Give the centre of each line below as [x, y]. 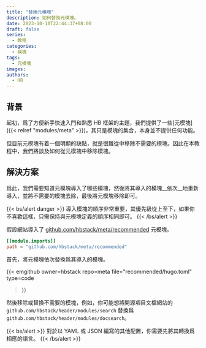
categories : [21, 47]
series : [16, 35]
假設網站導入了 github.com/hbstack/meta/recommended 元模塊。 [90, 229]
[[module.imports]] [31, 241]
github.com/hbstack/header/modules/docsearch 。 [68, 318]
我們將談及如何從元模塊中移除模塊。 [68, 151]
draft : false [23, 29]
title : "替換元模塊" [30, 12]
